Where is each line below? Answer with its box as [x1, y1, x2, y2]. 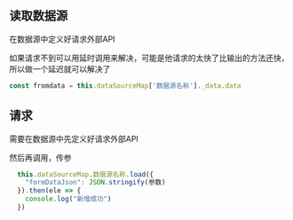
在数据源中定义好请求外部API [9, 34, 115, 44]
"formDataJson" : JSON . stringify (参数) [25, 178, 166, 187]
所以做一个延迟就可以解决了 [9, 63, 111, 74]
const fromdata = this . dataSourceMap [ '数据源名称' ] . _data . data [9, 81, 242, 90]
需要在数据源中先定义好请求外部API [9, 133, 139, 144]
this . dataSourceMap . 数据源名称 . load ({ [17, 169, 154, 179]
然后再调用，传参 [9, 152, 72, 162]
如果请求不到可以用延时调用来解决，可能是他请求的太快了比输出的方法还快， [9, 52, 289, 63]
